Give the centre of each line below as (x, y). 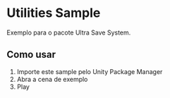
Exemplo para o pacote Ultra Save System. (69, 32)
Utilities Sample (54, 13)
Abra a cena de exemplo (52, 79)
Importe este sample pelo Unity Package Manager (90, 71)
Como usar (31, 55)
